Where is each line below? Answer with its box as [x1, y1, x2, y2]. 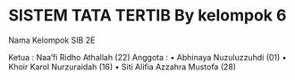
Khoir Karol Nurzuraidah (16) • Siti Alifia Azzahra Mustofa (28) [8, 61, 237, 72]
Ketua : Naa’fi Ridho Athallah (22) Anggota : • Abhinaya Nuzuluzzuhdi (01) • [8, 52, 287, 62]
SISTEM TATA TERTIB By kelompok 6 [8, 5, 287, 26]
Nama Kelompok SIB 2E [8, 35, 96, 45]
